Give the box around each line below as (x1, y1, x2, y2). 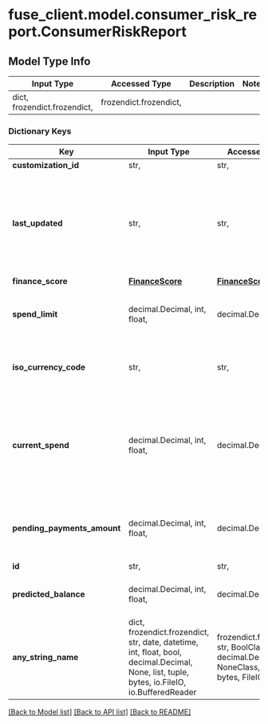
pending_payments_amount (12, 522, 121, 534)
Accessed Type (110, 78, 171, 89)
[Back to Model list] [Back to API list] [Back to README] (8, 707, 191, 717)
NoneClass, (216, 662, 261, 673)
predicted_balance (12, 589, 85, 600)
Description (189, 78, 235, 89)
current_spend (12, 440, 69, 451)
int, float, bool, (128, 646, 182, 658)
